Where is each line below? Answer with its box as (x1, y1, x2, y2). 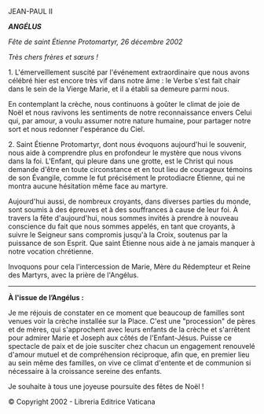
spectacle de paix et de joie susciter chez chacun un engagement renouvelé (8, 342, 255, 350)
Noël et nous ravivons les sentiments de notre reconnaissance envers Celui (8, 108, 252, 117)
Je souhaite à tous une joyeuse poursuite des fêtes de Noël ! (8, 382, 204, 391)
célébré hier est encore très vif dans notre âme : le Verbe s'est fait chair (8, 76, 241, 85)
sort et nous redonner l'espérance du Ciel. (8, 125, 145, 134)
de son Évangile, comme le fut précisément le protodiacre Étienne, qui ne (8, 173, 246, 182)
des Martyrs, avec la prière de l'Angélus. (8, 270, 139, 280)
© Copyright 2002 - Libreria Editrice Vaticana (8, 397, 156, 406)
